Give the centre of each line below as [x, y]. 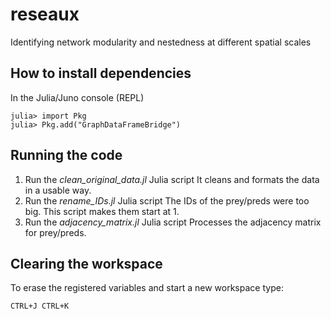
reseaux [45, 14]
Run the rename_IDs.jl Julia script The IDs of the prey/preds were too [167, 200]
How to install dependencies [101, 73]
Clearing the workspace [86, 263]
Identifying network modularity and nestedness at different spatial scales [161, 42]
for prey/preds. [55, 232]
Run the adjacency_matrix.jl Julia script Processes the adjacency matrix [173, 222]
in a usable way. [58, 190]
